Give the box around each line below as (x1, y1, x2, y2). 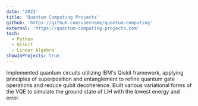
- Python (11, 36, 33, 42)
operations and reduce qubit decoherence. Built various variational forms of (6, 81, 192, 89)
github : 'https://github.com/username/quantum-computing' (6, 20, 153, 25)
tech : (6, 31, 20, 37)
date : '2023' (6, 8, 39, 15)
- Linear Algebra (11, 47, 55, 53)
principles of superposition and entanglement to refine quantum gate (6, 75, 175, 82)
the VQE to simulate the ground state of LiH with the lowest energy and (6, 88, 180, 95)
